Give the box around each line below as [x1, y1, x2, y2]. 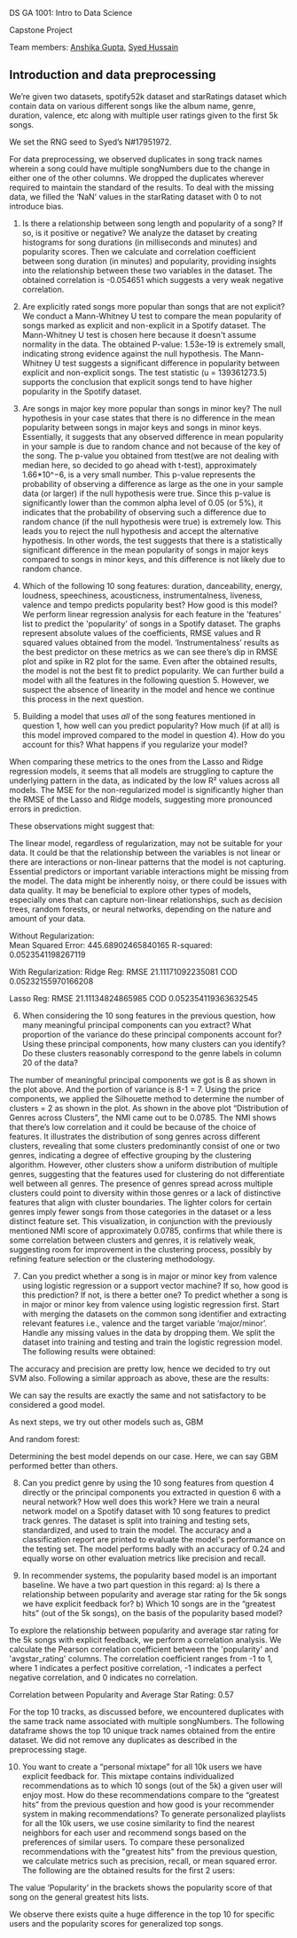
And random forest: [9, 1433, 81, 1444]
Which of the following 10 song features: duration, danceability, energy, [21, 580, 283, 591]
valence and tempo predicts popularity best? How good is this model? [21, 599, 277, 610]
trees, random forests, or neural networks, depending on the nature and [9, 904, 272, 914]
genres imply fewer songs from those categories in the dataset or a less [9, 1206, 272, 1217]
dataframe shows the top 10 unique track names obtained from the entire [9, 1725, 277, 1736]
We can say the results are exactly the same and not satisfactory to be [9, 1390, 267, 1401]
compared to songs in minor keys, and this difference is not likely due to [21, 553, 285, 564]
